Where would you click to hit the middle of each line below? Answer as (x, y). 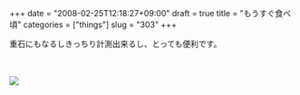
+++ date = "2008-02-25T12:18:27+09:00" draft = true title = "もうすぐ (142, 13)
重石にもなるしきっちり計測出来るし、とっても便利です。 (116, 44)
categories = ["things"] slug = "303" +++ (100, 24)
